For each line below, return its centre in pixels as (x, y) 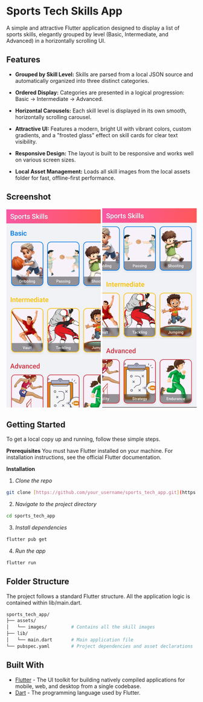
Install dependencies (41, 527)
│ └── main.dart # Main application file (70, 640)
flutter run (21, 563)
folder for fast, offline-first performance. (65, 178)
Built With (25, 665)
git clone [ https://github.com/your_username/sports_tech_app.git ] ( (94, 493)
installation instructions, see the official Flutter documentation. (84, 457)
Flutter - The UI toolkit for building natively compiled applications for (100, 680)
